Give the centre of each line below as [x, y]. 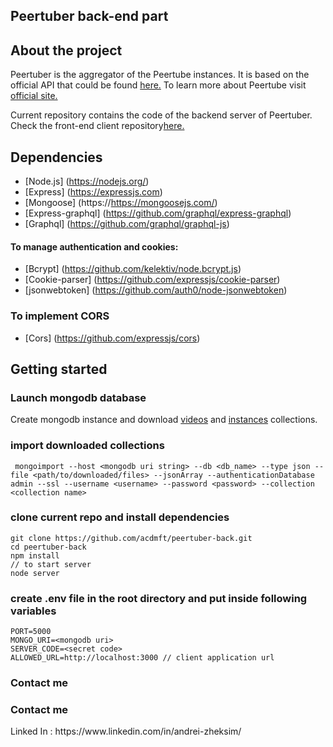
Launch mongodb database [78, 397]
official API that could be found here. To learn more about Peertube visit [158, 85]
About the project [66, 50]
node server [35, 573]
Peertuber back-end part [89, 16]
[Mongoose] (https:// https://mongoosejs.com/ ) [121, 203]
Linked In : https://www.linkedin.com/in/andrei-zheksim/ [126, 731]
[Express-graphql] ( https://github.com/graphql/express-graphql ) [158, 213]
